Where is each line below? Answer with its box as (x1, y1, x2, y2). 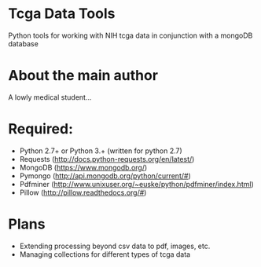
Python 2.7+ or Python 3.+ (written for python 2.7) (19, 146, 182, 155)
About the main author (8, 67, 159, 85)
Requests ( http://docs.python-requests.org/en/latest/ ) (19, 154, 195, 163)
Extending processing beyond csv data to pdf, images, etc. (19, 241, 211, 251)
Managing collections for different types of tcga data (19, 249, 191, 259)
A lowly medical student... (8, 92, 92, 102)
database (8, 38, 39, 48)
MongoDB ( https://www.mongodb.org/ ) (19, 163, 148, 172)
